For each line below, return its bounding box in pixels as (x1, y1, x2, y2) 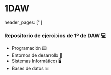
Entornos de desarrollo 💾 (11, 52, 63, 58)
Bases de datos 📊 (11, 65, 50, 72)
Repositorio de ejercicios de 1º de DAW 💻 (4, 32, 107, 38)
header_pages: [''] (4, 19, 43, 25)
